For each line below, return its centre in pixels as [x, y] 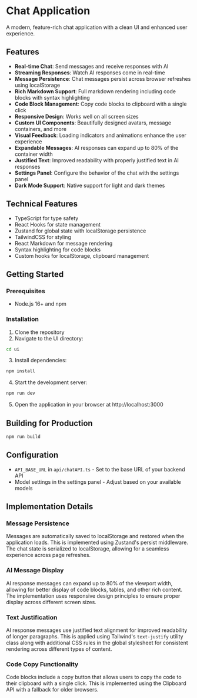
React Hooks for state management [58, 224]
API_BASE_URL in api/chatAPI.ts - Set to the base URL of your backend [100, 469]
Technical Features [42, 204]
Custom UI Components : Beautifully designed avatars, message [93, 123]
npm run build [24, 437]
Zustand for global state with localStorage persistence [80, 231]
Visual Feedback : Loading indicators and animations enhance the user [100, 135]
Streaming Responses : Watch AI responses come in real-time [90, 73]
